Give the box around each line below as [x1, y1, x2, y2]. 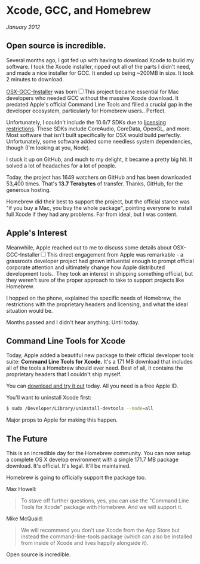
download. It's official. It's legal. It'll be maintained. [6, 462, 131, 470]
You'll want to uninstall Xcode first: [6, 394, 91, 401]
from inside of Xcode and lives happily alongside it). [20, 539, 149, 547]
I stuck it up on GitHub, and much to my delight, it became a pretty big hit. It [6, 156, 193, 163]
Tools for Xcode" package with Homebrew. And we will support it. [20, 504, 183, 511]
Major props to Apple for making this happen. [6, 416, 118, 423]
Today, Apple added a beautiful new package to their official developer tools [6, 352, 194, 359]
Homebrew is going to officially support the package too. [6, 474, 146, 481]
